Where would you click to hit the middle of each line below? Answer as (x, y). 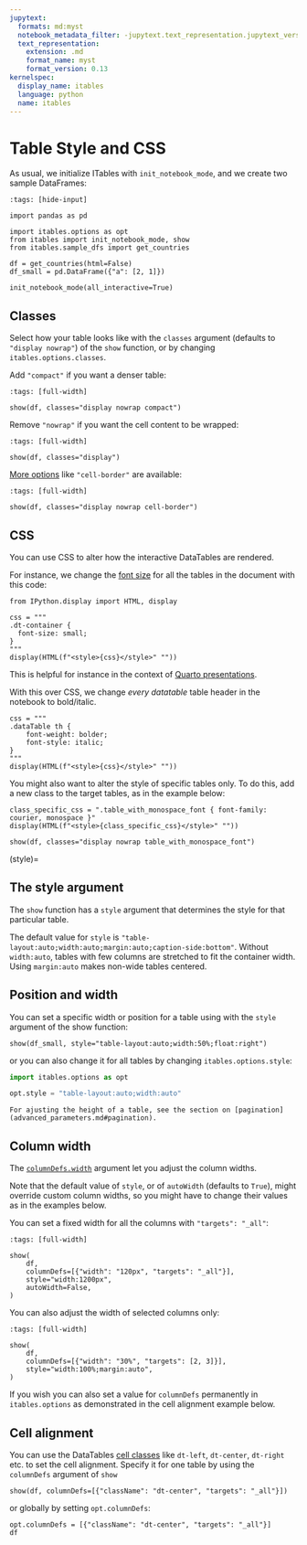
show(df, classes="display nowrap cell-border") (104, 507)
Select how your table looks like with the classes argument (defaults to (143, 338)
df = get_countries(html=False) (71, 264)
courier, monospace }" (53, 818)
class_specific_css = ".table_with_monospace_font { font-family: (138, 810)
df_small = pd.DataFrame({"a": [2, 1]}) (88, 272)
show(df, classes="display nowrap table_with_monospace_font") (132, 842)
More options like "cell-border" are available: (96, 474)
